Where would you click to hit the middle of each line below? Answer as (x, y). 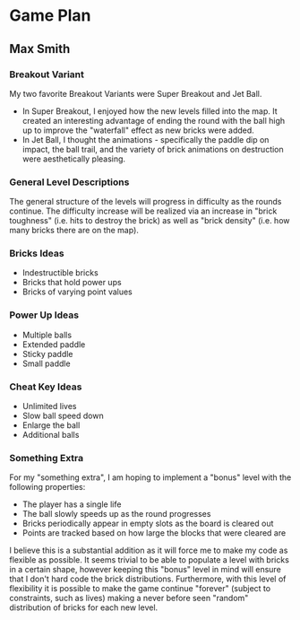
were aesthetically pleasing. (74, 159)
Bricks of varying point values (77, 292)
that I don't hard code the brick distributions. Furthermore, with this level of (148, 579)
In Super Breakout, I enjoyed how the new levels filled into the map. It (150, 111)
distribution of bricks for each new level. (84, 607)
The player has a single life (72, 504)
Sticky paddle (47, 354)
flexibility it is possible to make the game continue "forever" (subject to (140, 589)
